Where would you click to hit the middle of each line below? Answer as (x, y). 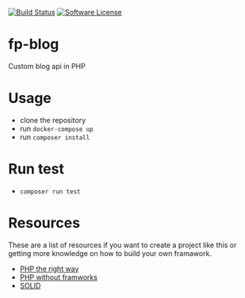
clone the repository (53, 120)
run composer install (55, 137)
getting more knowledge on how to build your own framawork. (110, 253)
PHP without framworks (58, 277)
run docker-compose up (56, 128)
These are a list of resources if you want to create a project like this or (122, 245)
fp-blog (34, 44)
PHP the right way (49, 269)
